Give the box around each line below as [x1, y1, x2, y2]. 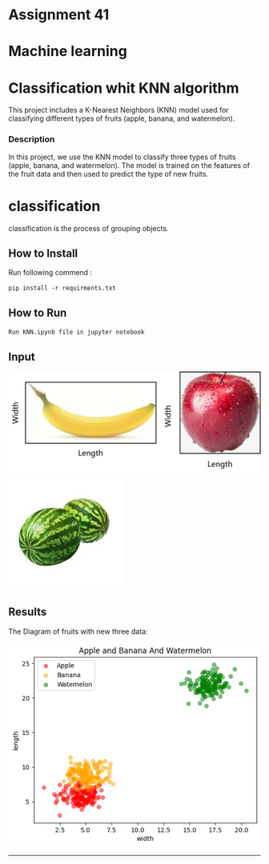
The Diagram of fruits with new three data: [8, 626, 148, 636]
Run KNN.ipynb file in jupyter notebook [8, 328, 146, 337]
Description [8, 134, 55, 145]
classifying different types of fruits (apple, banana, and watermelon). [8, 114, 235, 123]
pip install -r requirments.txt [8, 284, 116, 293]
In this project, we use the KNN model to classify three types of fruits [8, 152, 236, 162]
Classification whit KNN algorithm [8, 78, 239, 97]
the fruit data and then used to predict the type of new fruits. [8, 169, 209, 178]
